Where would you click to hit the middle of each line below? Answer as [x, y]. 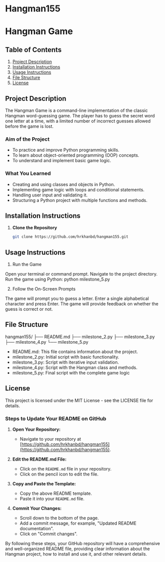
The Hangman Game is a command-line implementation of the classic [77, 110]
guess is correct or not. [29, 309]
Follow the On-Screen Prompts [44, 289]
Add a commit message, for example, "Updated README [78, 523]
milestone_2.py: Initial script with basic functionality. [66, 357]
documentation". [37, 529]
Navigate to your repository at [50, 439]
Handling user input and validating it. [50, 195]
